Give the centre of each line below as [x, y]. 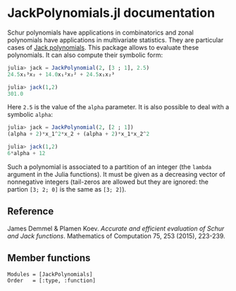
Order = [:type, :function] [52, 280]
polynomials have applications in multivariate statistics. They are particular [116, 39]
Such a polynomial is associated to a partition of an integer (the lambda [110, 166]
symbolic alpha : [30, 115]
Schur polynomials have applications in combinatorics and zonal [100, 32]
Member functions [49, 258]
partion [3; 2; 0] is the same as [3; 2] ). [67, 189]
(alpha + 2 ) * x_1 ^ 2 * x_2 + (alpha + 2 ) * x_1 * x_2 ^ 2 [79, 134]
